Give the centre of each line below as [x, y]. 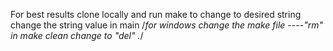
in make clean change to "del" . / [77, 35]
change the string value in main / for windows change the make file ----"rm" [166, 25]
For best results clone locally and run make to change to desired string [156, 14]
